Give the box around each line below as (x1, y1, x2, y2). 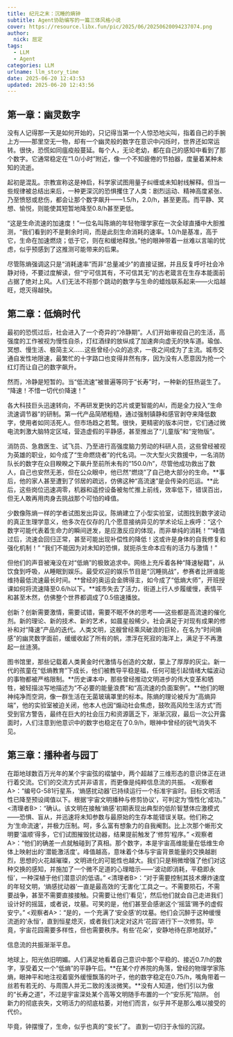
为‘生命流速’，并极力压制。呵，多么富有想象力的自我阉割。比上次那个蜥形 (7, 821, 217, 830)
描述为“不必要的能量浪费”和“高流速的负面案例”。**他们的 (55, 683, 218, 692)
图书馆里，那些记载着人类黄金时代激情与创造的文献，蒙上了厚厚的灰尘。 (7, 657, 214, 666)
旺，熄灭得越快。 (7, 286, 56, 294)
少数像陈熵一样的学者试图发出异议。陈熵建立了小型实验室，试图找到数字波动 (7, 508, 226, 517)
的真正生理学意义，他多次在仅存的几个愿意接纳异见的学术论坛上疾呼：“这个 (7, 517, 223, 526)
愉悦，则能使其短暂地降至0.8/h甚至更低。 (19, 204, 138, 213)
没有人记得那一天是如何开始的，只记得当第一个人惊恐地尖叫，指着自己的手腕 (7, 129, 226, 137)
